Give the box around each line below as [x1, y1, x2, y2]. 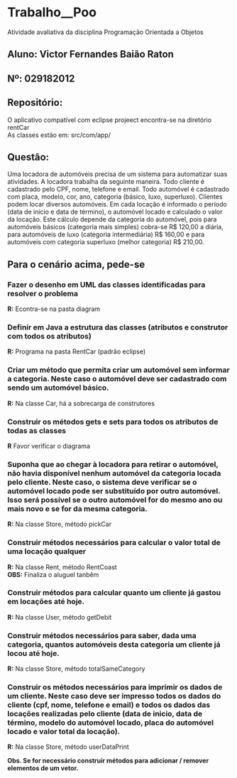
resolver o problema [7, 288, 79, 298]
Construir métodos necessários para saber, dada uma [7, 630, 197, 640]
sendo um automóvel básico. [7, 383, 109, 393]
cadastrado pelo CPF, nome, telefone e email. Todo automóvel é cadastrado [7, 185, 229, 194]
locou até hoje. [7, 648, 60, 658]
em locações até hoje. [7, 597, 85, 607]
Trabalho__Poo [7, 4, 97, 21]
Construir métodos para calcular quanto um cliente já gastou [7, 588, 221, 598]
